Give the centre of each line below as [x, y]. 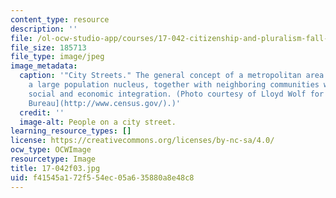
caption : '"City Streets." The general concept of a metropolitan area [172, 76]
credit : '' [42, 112]
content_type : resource [60, 19]
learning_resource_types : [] [71, 131]
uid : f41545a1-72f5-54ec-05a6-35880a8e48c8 [102, 177]
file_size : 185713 [48, 47]
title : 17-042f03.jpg [55, 168]
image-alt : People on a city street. [98, 122]
